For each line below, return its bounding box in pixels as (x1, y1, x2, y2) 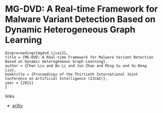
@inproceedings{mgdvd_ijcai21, (5, 50, 69, 56)
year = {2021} (5, 80, 34, 85)
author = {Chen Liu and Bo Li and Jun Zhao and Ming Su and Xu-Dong (5, 63, 147, 68)
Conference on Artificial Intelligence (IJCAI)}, (5, 76, 108, 81)
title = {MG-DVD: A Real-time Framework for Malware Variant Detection (5, 55, 153, 59)
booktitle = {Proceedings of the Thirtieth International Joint (5, 72, 138, 76)
